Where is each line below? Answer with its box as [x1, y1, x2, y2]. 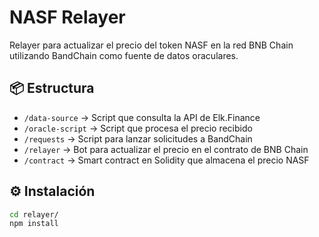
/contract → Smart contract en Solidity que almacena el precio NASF [23, 154, 310, 166]
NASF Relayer [9, 6, 126, 29]
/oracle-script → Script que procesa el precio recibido [23, 122, 253, 134]
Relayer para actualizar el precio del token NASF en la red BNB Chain [9, 39, 294, 51]
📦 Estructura [9, 80, 95, 97]
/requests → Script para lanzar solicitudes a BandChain [23, 132, 253, 145]
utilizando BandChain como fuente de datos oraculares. [9, 49, 239, 61]
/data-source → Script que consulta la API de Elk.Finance [23, 111, 261, 123]
